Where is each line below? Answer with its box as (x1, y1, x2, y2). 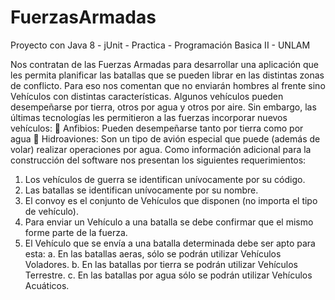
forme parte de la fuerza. (24, 226, 128, 238)
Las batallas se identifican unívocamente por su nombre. (24, 184, 259, 196)
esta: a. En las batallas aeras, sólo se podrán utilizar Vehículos (24, 247, 282, 260)
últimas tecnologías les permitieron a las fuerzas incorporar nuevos (10, 111, 288, 123)
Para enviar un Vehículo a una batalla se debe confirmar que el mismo (24, 216, 314, 228)
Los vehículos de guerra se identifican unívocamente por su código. (24, 173, 306, 185)
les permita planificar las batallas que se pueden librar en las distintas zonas (10, 69, 325, 81)
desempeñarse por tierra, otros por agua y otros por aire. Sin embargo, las (10, 101, 317, 113)
